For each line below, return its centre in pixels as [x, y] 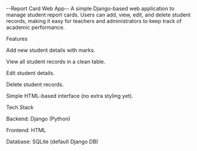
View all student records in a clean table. [56, 62]
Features [17, 39]
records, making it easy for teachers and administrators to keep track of [94, 21]
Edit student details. [31, 73]
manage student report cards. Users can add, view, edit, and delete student [99, 15]
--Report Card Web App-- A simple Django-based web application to [90, 9]
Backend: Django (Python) [38, 119]
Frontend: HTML [26, 130]
